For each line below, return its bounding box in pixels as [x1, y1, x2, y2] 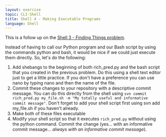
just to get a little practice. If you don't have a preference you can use [12, 75, 155, 81]
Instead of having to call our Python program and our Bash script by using [5, 44, 156, 50]
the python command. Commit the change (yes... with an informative [12, 121, 153, 127]
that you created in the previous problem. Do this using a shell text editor [12, 70, 161, 76]
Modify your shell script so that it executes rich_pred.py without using [12, 116, 156, 122]
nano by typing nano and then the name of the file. [12, 80, 116, 86]
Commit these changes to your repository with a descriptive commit [12, 85, 151, 91]
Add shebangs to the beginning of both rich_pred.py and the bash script [12, 64, 160, 70]
